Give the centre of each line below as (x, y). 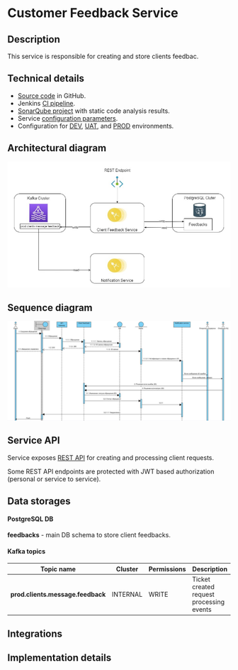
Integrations (35, 633)
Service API (34, 440)
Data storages (39, 501)
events (202, 610)
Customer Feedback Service (93, 13)
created (203, 587)
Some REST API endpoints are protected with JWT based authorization (111, 471)
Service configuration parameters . (68, 118)
